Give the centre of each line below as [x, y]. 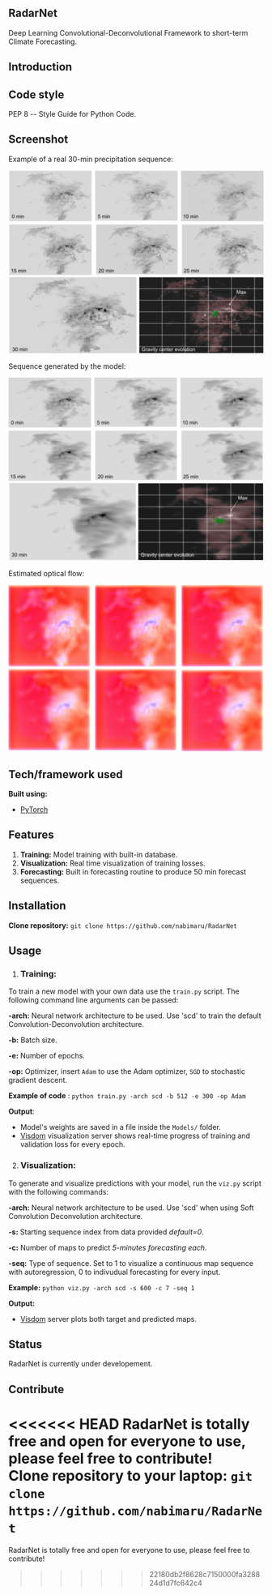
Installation [37, 906]
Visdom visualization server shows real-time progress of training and [135, 1136]
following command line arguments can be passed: [93, 1000]
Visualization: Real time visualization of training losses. [113, 863]
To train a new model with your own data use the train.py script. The [124, 991]
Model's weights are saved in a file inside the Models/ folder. [120, 1127]
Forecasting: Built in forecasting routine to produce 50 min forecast [133, 871]
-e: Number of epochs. [47, 1056]
